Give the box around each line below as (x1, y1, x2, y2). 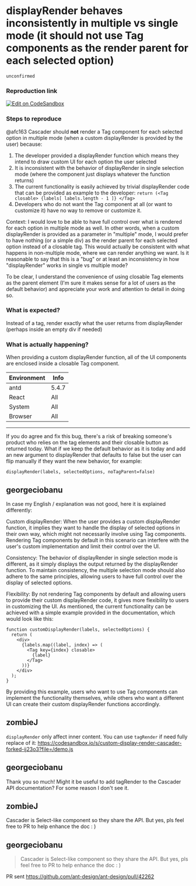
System (9, 403, 30, 411)
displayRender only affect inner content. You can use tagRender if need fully (6, 733, 188, 740)
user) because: (6, 141, 43, 148)
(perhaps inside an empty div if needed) (6, 326, 103, 333)
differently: (6, 507, 32, 514)
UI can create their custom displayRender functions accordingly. (6, 700, 161, 707)
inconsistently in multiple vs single (6, 16, 178, 30)
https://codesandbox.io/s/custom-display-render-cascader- (37, 739, 182, 746)
